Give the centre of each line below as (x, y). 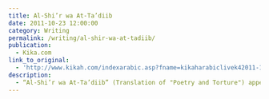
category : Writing (39, 30)
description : (30, 75)
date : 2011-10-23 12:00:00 (53, 23)
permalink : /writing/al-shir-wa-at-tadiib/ (82, 38)
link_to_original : (39, 61)
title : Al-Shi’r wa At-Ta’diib (60, 16)
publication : (30, 46)
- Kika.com (34, 53)
